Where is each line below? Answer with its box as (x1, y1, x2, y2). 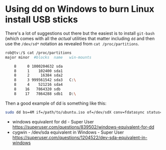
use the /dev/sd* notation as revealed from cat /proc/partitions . (5, 40, 139, 46)
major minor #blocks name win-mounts (5, 55, 92, 60)
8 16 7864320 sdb (14, 87, 61, 92)
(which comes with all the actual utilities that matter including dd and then (5, 36, 155, 41)
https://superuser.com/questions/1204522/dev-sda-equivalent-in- (12, 134, 148, 140)
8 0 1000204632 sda (14, 64, 63, 69)
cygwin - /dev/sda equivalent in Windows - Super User (12, 129, 124, 135)
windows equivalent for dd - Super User (12, 118, 94, 124)
